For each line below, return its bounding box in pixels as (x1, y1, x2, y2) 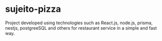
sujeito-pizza (5, 3, 61, 15)
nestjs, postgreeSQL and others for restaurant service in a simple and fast (5, 25, 157, 31)
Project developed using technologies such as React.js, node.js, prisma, (5, 20, 153, 26)
